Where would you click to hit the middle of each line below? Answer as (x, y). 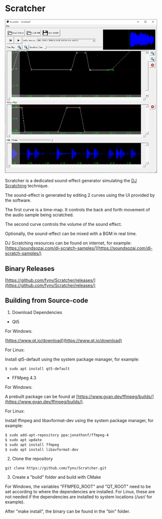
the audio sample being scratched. (39, 215)
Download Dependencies (37, 312)
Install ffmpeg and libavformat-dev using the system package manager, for (79, 420)
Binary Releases (30, 269)
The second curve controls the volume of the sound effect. (63, 224)
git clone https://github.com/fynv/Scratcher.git (56, 468)
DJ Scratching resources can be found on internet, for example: (68, 243)
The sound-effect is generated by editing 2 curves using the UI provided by (80, 195)
